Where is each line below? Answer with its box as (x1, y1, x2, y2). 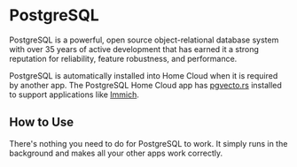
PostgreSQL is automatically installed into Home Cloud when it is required (9, 70, 278, 80)
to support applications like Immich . (9, 89, 140, 100)
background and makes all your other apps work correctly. (9, 148, 223, 158)
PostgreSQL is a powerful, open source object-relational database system (9, 34, 279, 45)
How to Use (9, 115, 74, 130)
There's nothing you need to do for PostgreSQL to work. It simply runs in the (9, 138, 288, 148)
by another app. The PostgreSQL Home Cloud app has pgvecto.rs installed (9, 80, 282, 90)
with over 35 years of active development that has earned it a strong (9, 43, 260, 54)
